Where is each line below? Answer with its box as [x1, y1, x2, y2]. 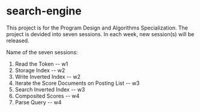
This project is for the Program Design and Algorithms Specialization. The [6, 24, 188, 31]
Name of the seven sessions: [6, 48, 78, 55]
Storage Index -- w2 [14, 66, 65, 73]
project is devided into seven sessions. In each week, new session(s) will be [6, 30, 195, 37]
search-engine [6, 4, 82, 18]
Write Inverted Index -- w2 [14, 73, 81, 80]
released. [6, 37, 29, 44]
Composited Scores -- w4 [14, 92, 80, 99]
